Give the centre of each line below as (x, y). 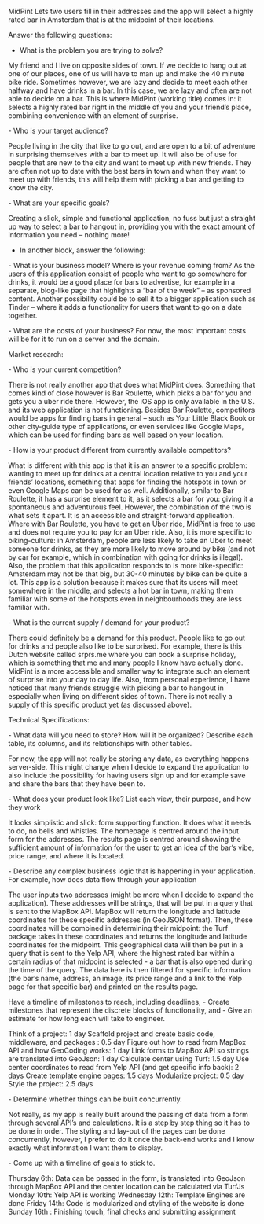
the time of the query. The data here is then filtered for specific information (130, 970)
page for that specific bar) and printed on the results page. (103, 987)
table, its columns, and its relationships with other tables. (100, 743)
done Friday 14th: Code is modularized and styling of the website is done (126, 1203)
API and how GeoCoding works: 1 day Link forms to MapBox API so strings (129, 1050)
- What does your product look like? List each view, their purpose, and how (130, 799)
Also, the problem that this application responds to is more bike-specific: (126, 566)
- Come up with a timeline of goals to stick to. (82, 1163)
